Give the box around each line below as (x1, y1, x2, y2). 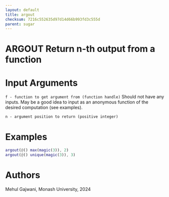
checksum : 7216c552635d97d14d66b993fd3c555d (5, 17, 100, 22)
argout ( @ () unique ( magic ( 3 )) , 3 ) (5, 153, 76, 158)
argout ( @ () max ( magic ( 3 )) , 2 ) (5, 147, 69, 153)
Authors (5, 170, 40, 181)
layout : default (5, 7, 39, 13)
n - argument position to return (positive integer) (5, 114, 119, 119)
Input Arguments (5, 77, 78, 88)
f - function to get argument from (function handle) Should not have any (5, 94, 164, 100)
